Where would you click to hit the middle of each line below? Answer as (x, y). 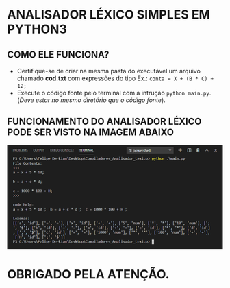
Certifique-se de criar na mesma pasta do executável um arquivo (108, 71)
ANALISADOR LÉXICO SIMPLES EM (109, 15)
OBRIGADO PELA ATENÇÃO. (88, 275)
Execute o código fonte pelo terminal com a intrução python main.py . (114, 93)
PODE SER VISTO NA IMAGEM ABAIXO (91, 133)
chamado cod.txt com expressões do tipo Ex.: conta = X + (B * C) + (115, 78)
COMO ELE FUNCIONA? (58, 55)
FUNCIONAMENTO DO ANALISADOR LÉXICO (104, 122)
